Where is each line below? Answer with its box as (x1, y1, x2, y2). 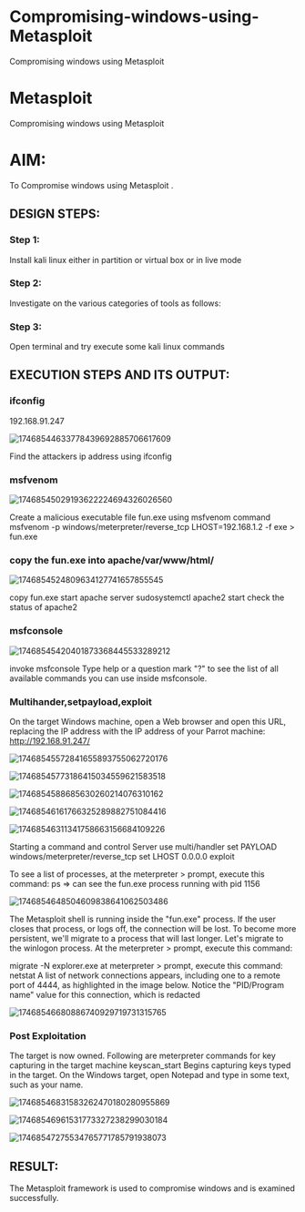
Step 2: (9, 277, 43, 290)
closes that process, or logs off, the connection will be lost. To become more (9, 922, 297, 934)
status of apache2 (9, 602, 78, 613)
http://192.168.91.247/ (9, 735, 91, 746)
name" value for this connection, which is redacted (9, 989, 200, 1000)
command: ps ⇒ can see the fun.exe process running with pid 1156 (9, 878, 261, 889)
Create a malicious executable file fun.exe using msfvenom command (9, 512, 271, 523)
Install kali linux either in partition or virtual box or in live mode (9, 254, 242, 265)
